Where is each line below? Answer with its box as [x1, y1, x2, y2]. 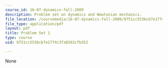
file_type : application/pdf [5, 21, 64, 26]
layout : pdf [5, 26, 30, 31]
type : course [5, 35, 32, 40]
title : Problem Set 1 [5, 30, 50, 35]
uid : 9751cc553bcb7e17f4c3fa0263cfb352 [5, 40, 88, 45]
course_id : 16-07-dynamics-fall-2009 [5, 7, 84, 12]
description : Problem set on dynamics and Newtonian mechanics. [5, 12, 142, 17]
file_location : [5, 16, 37, 21]
